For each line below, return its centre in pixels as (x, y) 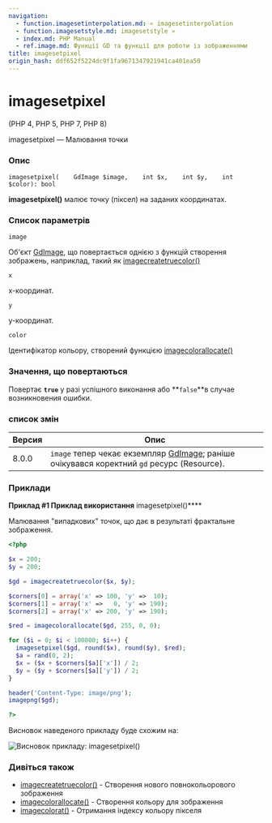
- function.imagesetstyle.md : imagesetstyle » (96, 31)
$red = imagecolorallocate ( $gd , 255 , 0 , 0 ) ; (85, 626)
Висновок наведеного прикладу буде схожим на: (93, 731)
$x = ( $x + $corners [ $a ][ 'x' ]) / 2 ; (77, 663)
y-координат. (31, 320)
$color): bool (32, 184)
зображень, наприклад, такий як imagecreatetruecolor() (104, 261)
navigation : (28, 16)
